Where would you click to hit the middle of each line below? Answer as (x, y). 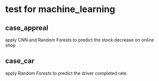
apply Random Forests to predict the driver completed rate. (66, 73)
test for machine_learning (60, 9)
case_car (20, 61)
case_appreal (27, 28)
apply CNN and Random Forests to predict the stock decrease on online (80, 40)
